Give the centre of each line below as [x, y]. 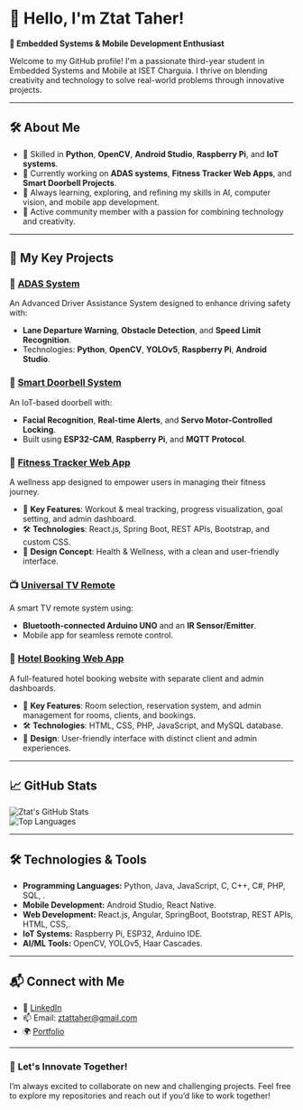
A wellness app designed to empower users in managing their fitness [138, 482]
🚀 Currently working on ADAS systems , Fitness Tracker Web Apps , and [157, 173]
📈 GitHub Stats [53, 786]
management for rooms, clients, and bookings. [109, 715]
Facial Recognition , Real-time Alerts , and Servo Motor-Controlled [147, 420]
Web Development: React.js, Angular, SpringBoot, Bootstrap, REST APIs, [158, 915]
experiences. [46, 748]
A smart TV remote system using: [71, 608]
